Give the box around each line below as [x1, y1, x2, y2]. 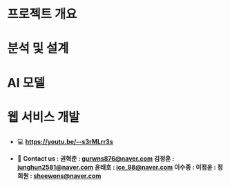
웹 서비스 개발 [7, 109, 80, 125]
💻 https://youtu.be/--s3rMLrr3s [17, 138, 113, 146]
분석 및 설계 [7, 41, 69, 56]
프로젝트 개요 [7, 6, 77, 22]
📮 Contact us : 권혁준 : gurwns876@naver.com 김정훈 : [17, 154, 175, 163]
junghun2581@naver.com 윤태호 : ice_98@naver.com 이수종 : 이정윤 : [17, 163, 216, 172]
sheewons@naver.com [33, 172, 102, 180]
